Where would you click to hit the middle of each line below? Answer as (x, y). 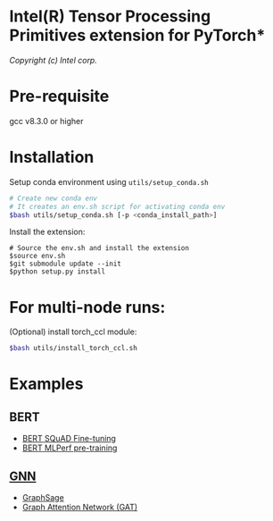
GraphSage (43, 498)
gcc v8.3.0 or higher (46, 121)
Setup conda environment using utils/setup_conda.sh (109, 181)
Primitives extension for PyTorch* (137, 35)
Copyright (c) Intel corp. (54, 60)
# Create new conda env (54, 198)
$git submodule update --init (66, 264)
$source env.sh (37, 256)
